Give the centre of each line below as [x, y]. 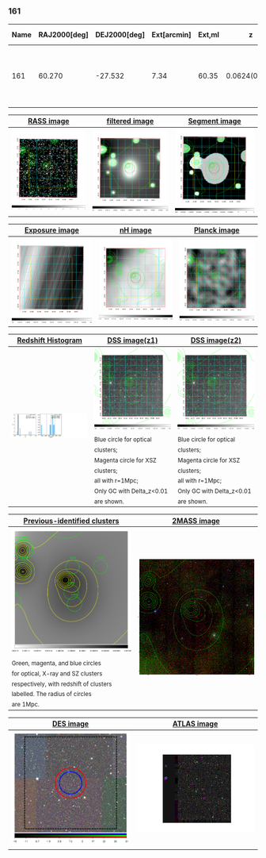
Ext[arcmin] [171, 35]
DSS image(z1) [133, 341]
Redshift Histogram [50, 341]
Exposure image [51, 230]
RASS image [48, 121]
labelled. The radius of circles [52, 694]
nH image [135, 230]
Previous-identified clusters [71, 521]
